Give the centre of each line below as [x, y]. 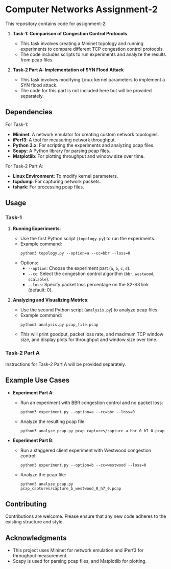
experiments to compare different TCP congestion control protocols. [92, 49]
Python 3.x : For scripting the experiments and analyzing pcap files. [83, 145]
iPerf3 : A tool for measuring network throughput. [64, 140]
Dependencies [29, 112]
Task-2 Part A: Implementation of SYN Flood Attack [68, 70]
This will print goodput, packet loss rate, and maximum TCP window [92, 334]
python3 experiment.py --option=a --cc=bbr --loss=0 [78, 412]
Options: [29, 263]
